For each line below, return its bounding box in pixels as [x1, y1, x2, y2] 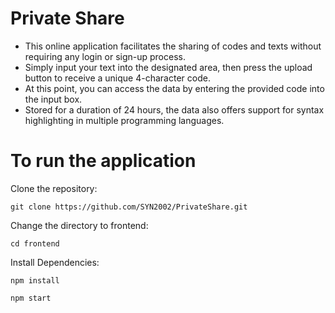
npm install [10, 275, 60, 286]
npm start [10, 293, 52, 303]
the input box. [24, 93, 83, 105]
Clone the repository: [10, 182, 98, 194]
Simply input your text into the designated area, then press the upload [24, 61, 313, 73]
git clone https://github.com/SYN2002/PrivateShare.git [10, 202, 248, 212]
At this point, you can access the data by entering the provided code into [24, 82, 325, 94]
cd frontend [10, 238, 60, 249]
